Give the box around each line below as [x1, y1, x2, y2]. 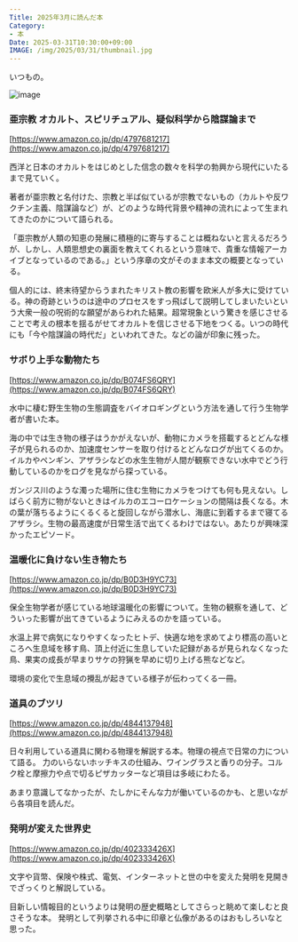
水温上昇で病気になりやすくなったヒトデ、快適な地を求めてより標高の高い [9, 632, 281, 643]
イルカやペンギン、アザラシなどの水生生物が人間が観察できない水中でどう [9, 454, 281, 465]
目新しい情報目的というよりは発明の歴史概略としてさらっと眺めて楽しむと [9, 901, 281, 912]
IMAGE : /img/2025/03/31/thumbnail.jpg [9, 46, 153, 55]
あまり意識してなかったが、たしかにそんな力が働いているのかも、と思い [9, 787, 273, 798]
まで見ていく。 [9, 172, 64, 183]
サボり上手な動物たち [9, 354, 100, 366]
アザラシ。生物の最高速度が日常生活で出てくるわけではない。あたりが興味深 [9, 517, 288, 529]
